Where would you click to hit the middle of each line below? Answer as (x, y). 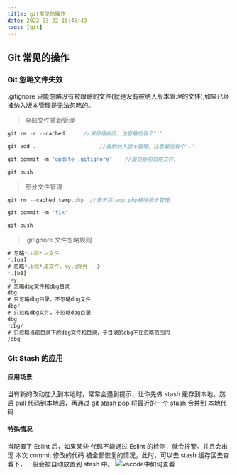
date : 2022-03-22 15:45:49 (47, 21)
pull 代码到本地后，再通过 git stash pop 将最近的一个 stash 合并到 (111, 403)
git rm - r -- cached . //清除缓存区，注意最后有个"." (85, 134)
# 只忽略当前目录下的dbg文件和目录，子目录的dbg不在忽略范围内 (89, 332)
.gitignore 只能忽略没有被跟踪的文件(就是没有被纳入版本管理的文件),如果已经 (118, 96)
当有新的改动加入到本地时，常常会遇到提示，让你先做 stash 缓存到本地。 (114, 393)
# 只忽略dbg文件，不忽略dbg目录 (49, 313)
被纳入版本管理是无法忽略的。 (51, 105)
